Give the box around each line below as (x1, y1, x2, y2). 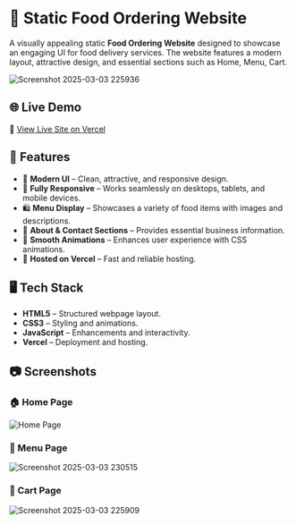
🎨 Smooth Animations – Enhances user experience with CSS (21, 234, 248, 245)
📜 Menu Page (9, 442, 68, 454)
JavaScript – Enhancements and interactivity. (21, 327, 190, 338)
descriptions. (21, 215, 72, 226)
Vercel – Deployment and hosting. (21, 337, 148, 348)
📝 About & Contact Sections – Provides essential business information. (21, 224, 285, 235)
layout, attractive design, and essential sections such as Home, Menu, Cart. (9, 56, 288, 67)
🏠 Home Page (9, 395, 73, 408)
